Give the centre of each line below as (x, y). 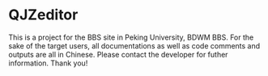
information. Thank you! (48, 63)
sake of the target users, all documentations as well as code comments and (134, 45)
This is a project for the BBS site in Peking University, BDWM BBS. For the (131, 37)
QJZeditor (43, 15)
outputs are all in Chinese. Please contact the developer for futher (118, 54)
